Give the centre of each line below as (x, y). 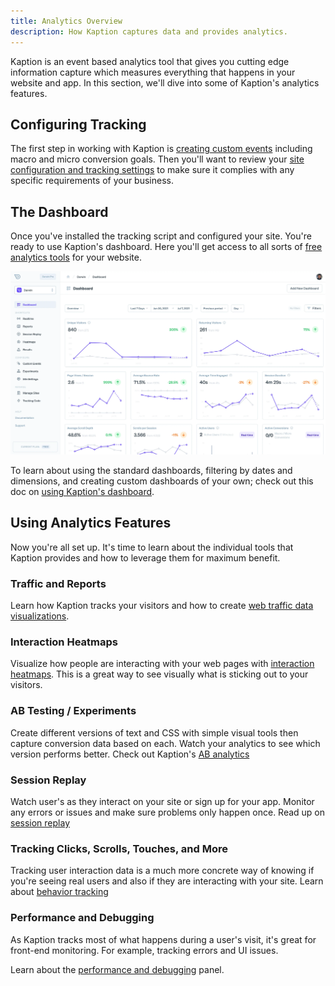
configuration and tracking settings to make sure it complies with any (152, 170)
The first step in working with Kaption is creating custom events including (161, 149)
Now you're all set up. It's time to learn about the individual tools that (152, 547)
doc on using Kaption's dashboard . (82, 491)
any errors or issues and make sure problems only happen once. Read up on (168, 812)
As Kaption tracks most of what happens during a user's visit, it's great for (163, 939)
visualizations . (40, 616)
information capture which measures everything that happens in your (153, 72)
